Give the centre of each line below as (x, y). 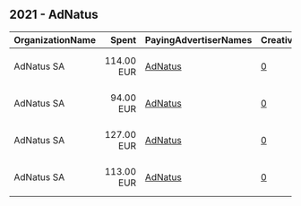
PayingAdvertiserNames (198, 39)
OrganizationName (55, 39)
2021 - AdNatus (54, 15)
